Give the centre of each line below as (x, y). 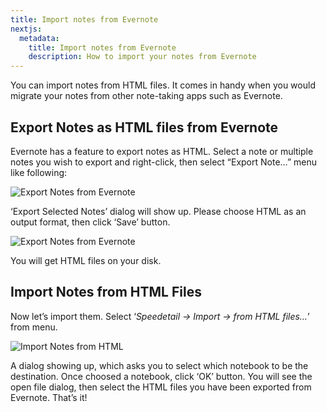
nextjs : (26, 29)
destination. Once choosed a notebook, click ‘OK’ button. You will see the (161, 376)
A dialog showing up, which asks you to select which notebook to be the (159, 365)
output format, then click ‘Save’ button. (90, 222)
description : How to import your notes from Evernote (142, 57)
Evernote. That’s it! (49, 397)
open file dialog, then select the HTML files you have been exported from (161, 387)
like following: (39, 172)
